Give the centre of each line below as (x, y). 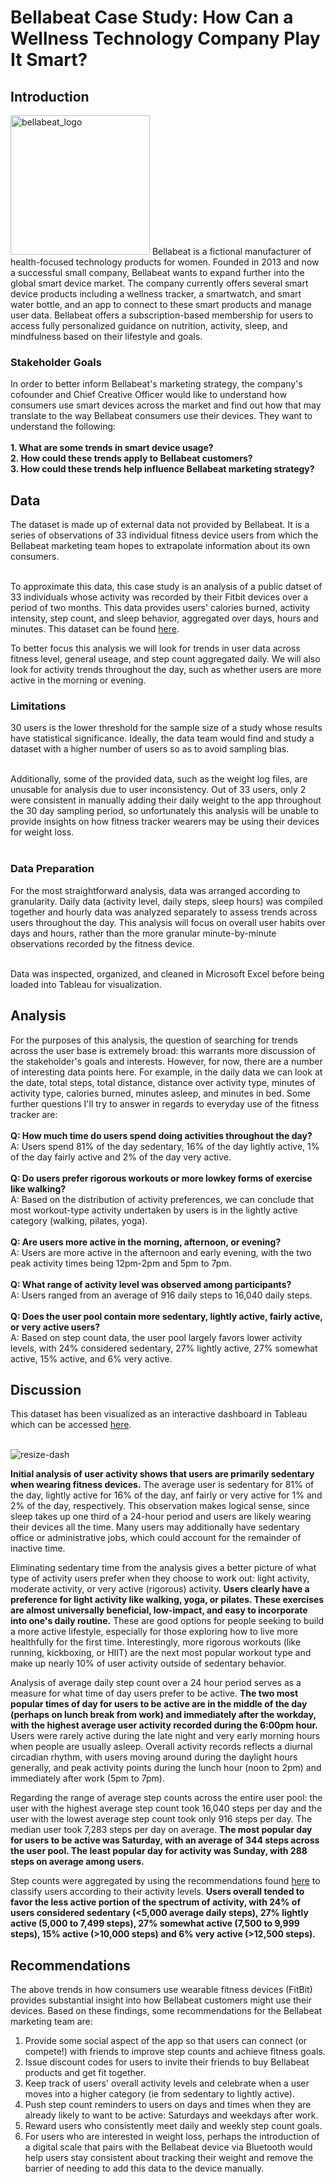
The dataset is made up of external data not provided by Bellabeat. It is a (160, 525)
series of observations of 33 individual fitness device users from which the (164, 535)
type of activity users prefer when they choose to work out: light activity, (160, 1578)
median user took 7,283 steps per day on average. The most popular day (161, 1830)
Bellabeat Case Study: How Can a (152, 17)
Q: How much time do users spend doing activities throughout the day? (161, 1135)
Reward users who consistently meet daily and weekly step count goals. (173, 2126)
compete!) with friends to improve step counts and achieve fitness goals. (175, 2052)
